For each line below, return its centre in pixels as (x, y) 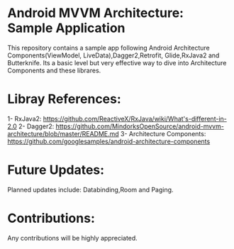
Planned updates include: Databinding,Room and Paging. (90, 189)
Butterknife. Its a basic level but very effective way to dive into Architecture (117, 62)
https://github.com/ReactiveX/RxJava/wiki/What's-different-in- (135, 118)
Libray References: (65, 99)
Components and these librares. (54, 70)
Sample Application (66, 28)
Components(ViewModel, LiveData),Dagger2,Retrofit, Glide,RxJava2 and (113, 55)
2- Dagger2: (37, 126)
